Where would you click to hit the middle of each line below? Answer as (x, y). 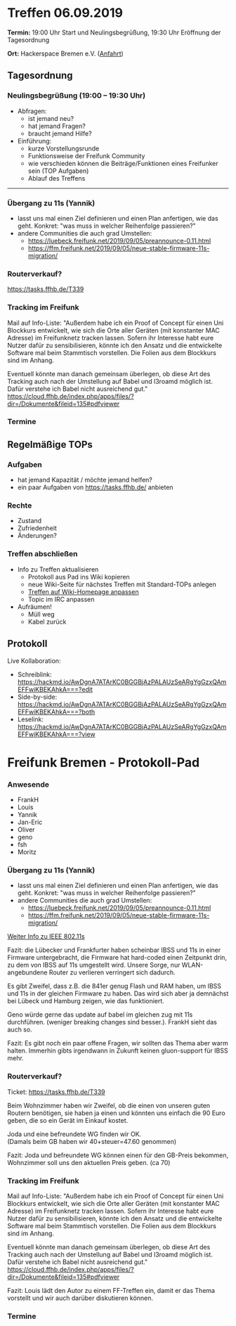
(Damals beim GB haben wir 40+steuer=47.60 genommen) (92, 1141)
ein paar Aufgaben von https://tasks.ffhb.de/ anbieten (95, 487)
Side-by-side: (37, 697)
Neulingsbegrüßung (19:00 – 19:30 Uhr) (77, 96)
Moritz (27, 852)
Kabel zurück (47, 622)
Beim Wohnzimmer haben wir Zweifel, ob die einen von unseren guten (109, 1105)
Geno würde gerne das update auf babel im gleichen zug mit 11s (100, 1015)
